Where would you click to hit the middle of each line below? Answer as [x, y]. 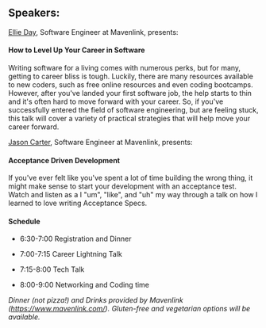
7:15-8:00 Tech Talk [52, 269]
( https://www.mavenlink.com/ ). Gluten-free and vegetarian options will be [129, 309]
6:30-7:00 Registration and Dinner [75, 239]
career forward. [34, 127]
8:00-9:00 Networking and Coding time [84, 285]
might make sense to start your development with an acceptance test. [122, 186]
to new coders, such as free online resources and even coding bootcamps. [131, 85]
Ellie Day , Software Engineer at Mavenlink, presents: [93, 32]
